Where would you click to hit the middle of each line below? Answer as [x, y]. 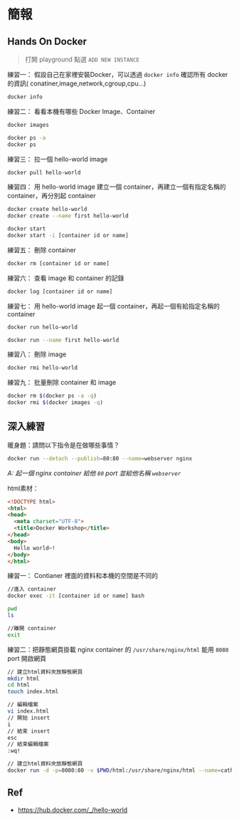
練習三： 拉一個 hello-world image [58, 159]
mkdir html [23, 678]
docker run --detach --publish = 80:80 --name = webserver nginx [100, 458]
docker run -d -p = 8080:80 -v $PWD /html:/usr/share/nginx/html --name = [114, 770]
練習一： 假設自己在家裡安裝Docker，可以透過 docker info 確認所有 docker [118, 74]
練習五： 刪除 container [42, 249]
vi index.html [28, 711]
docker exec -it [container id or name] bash [76, 596]
